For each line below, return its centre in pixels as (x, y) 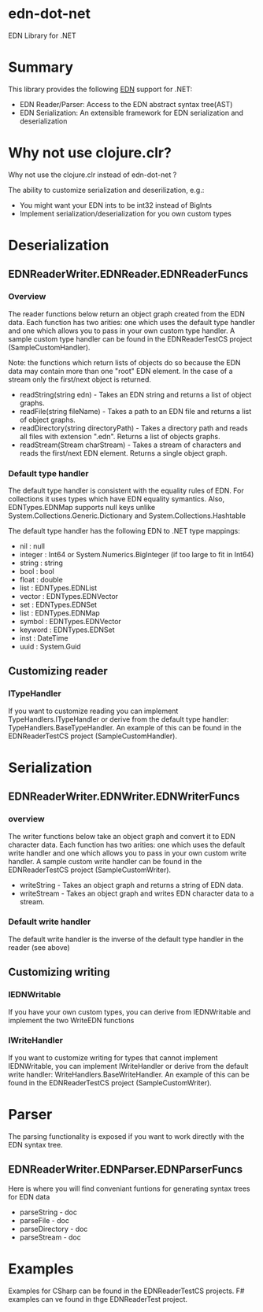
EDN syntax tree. (35, 1144)
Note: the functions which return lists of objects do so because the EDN (125, 362)
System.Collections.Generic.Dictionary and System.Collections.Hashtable (127, 516)
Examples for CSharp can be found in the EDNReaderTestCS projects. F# (126, 1291)
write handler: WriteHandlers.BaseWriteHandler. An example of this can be (129, 1074)
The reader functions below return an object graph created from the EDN (127, 314)
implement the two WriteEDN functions (71, 1020)
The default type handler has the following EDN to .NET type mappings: (124, 530)
